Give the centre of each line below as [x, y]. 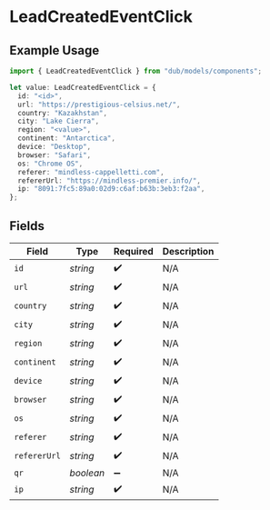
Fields [27, 226]
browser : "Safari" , [55, 155]
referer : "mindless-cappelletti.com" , [91, 172]
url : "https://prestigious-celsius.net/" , [99, 105]
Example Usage [55, 50]
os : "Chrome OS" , [50, 164]
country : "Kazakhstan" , [62, 113]
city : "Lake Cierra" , [59, 121]
